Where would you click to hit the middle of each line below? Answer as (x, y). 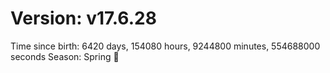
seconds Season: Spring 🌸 (65, 56)
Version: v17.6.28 (83, 18)
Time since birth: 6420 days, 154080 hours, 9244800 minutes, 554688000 (165, 46)
